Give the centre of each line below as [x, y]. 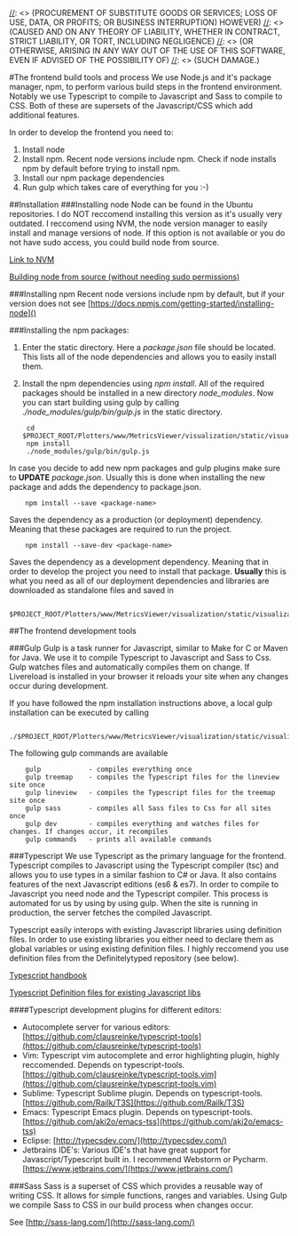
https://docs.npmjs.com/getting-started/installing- [182, 303]
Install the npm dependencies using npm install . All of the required [143, 383]
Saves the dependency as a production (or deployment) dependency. [136, 520]
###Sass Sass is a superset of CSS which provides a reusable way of [136, 1186]
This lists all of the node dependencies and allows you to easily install [149, 357]
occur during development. [59, 686]
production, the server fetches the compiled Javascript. [111, 912]
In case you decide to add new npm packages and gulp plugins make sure [145, 468]
